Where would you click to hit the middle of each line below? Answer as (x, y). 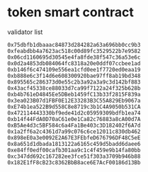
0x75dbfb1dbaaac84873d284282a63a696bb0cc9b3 (74, 45)
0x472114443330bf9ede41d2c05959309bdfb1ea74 (74, 113)
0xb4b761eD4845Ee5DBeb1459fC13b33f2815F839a (74, 94)
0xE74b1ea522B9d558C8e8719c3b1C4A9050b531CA (74, 107)
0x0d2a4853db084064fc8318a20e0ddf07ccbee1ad (74, 63)
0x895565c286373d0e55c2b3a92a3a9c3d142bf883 (74, 82)
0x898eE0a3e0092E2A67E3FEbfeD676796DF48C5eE (74, 138)
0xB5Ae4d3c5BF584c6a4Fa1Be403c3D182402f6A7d (74, 125)
